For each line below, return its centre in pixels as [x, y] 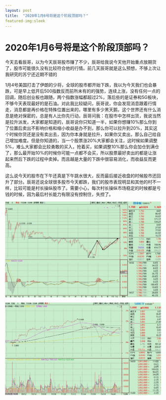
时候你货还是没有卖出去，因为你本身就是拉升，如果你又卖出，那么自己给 [83, 134]
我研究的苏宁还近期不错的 [31, 75]
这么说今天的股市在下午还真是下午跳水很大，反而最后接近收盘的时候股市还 [81, 176]
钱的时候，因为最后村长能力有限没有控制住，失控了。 [59, 194]
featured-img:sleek [25, 21]
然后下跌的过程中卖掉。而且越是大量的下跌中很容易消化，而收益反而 [83, 159]
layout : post [19, 10]
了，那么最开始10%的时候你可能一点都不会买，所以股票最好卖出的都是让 [79, 153]
